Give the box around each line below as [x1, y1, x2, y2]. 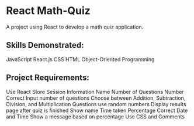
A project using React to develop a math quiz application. [6, 23, 144, 30]
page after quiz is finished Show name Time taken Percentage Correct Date [6, 107, 188, 114]
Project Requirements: [6, 73, 89, 83]
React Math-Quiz [6, 4, 91, 17]
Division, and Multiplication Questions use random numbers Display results [6, 100, 186, 107]
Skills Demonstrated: [6, 40, 84, 50]
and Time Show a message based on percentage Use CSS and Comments [6, 113, 185, 120]
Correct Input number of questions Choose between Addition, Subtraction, [6, 94, 186, 101]
